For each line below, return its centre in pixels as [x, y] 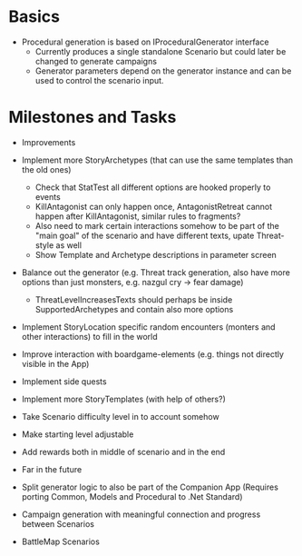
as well [69, 245]
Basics [34, 17]
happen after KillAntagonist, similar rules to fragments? [138, 216]
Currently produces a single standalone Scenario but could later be [161, 51]
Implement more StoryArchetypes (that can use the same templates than [157, 160]
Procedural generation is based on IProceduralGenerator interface [145, 42]
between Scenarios [58, 523]
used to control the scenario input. [99, 80]
